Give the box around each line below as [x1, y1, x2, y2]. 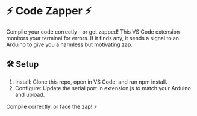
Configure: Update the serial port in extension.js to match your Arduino [14, 84, 191, 91]
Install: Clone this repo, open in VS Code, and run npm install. [14, 78, 167, 85]
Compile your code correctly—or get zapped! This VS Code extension [6, 28, 180, 35]
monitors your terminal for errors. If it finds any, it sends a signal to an [6, 34, 180, 41]
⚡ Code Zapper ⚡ [6, 4, 92, 18]
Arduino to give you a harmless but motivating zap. [6, 41, 133, 48]
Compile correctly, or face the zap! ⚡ [6, 103, 98, 110]
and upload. [14, 91, 45, 98]
